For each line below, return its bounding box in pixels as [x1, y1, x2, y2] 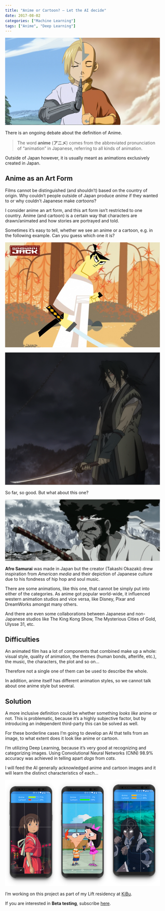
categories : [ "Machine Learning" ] [5, 18, 76, 23]
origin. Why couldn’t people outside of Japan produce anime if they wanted [5, 192, 158, 198]
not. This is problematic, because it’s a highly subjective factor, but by [5, 716, 146, 722]
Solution [5, 697, 31, 705]
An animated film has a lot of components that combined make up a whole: [5, 648, 157, 654]
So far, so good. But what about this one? [5, 490, 89, 496]
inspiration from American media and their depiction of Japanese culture [5, 571, 153, 577]
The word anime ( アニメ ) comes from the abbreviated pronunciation [17, 140, 156, 146]
